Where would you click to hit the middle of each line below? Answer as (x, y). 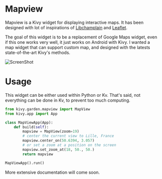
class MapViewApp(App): (29, 123)
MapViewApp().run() (25, 163)
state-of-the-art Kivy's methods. (38, 53)
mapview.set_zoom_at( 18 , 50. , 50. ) (59, 149)
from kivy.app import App (31, 114)
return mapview (38, 154)
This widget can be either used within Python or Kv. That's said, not (73, 95)
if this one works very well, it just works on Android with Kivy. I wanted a (78, 42)
